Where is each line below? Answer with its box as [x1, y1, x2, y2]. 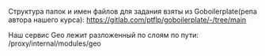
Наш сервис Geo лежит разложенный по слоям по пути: [8, 31, 199, 39]
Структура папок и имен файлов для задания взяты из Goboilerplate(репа [8, 7, 257, 16]
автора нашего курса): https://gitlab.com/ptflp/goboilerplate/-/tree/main [8, 15, 247, 24]
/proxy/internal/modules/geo [8, 39, 101, 48]
